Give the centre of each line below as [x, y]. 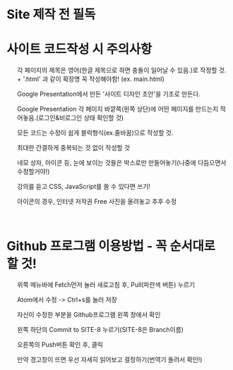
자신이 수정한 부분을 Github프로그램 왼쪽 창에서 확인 [89, 315]
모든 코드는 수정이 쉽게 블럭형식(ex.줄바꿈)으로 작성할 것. [95, 133]
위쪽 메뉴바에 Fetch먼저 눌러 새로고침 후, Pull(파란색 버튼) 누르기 [106, 285]
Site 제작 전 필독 [51, 14]
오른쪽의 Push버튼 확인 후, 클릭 [60, 345]
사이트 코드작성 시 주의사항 [79, 49]
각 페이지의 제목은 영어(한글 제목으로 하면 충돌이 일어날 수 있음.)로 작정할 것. [121, 70]
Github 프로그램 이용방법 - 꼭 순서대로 [111, 246]
